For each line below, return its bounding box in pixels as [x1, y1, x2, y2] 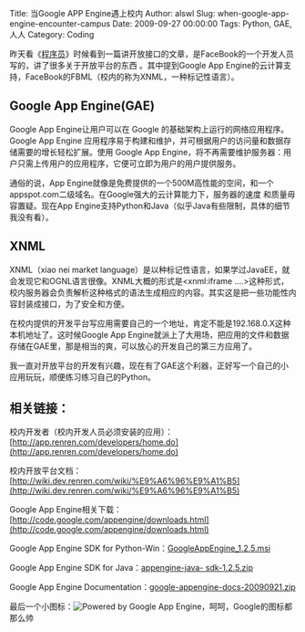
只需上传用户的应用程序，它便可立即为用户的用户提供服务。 [16, 158, 241, 169]
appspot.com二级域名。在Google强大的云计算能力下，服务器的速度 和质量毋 [9, 188, 296, 199]
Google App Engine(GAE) [9, 99, 155, 114]
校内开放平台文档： [9, 465, 82, 477]
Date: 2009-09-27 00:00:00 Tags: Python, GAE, [112, 18, 293, 29]
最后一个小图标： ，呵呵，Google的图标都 [9, 601, 293, 612]
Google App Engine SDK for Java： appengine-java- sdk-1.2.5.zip [9, 563, 253, 574]
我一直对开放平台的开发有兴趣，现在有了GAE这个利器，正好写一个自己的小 [9, 360, 290, 371]
